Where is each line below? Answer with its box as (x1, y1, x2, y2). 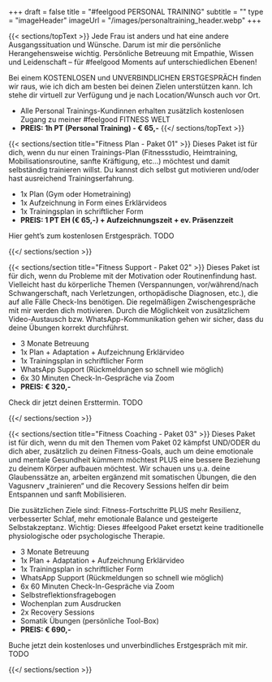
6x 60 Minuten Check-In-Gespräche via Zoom (19, 581, 175, 591)
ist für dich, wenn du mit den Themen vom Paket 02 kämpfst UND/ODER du (8, 438, 261, 447)
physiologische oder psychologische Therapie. (8, 532, 166, 541)
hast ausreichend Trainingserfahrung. (8, 174, 135, 183)
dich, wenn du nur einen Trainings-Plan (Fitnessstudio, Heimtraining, (8, 148, 238, 157)
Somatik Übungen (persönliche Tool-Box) (19, 616, 160, 625)
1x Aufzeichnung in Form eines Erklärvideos (19, 198, 167, 207)
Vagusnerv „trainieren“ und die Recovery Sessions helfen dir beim (8, 481, 229, 490)
